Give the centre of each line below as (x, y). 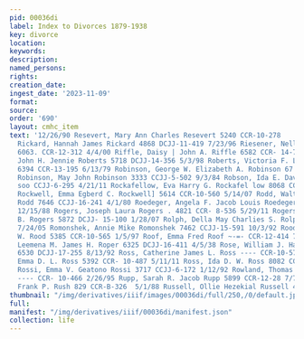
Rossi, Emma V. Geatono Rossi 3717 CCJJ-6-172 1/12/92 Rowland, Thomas (156, 270)
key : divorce (34, 34)
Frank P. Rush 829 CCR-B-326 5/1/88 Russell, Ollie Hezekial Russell (153, 287)
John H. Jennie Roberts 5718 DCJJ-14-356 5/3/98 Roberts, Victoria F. (153, 160)
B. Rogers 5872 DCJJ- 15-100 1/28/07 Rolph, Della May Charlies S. (147, 219)
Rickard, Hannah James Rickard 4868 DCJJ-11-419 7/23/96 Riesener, (147, 144)
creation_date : (38, 85)
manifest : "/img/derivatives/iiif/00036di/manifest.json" (121, 312)
